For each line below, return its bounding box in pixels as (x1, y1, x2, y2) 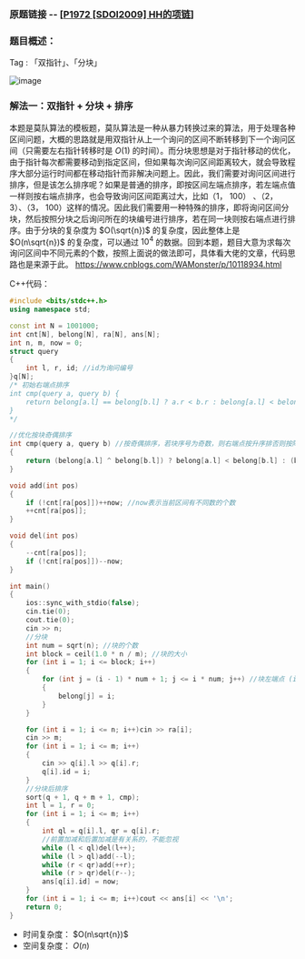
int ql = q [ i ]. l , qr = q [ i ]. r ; (42, 826, 161, 836)
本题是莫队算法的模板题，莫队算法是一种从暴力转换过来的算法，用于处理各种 (9, 122, 296, 133)
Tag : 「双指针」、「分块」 (9, 57, 103, 68)
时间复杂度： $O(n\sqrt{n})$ (22, 928, 129, 939)
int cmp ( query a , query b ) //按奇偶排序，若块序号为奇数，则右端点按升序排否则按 (9, 439, 292, 449)
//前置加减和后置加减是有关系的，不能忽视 (42, 834, 179, 843)
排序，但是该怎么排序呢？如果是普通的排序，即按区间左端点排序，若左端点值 (9, 179, 296, 190)
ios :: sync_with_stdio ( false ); (25, 599, 141, 608)
